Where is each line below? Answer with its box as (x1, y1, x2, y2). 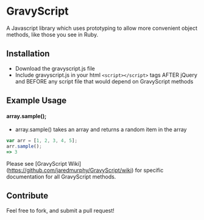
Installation (6, 49, 50, 59)
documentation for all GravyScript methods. (6, 172, 116, 180)
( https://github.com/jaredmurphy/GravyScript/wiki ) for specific (6, 166, 164, 174)
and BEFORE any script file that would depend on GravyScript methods (15, 77, 194, 85)
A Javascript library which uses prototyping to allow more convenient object (6, 24, 198, 32)
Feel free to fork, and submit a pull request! (6, 207, 114, 214)
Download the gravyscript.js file (15, 65, 96, 72)
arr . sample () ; (6, 143, 43, 150)
